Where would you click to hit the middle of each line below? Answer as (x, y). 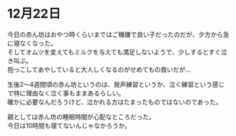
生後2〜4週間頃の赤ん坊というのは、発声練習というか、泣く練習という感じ (116, 84)
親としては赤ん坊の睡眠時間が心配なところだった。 (81, 116)
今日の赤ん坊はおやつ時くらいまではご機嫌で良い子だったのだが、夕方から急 (118, 34)
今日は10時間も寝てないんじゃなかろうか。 (69, 125)
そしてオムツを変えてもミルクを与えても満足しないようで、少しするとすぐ (114, 52)
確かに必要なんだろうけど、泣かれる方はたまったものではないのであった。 (115, 102)
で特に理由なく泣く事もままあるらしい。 (66, 93)
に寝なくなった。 (32, 43)
